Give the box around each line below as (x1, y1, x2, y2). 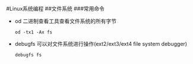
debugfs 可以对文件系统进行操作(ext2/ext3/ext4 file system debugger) (14, 41, 188, 47)
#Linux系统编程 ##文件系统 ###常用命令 (6, 5, 105, 12)
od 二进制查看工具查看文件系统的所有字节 (14, 18, 117, 25)
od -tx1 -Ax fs (14, 29, 53, 35)
